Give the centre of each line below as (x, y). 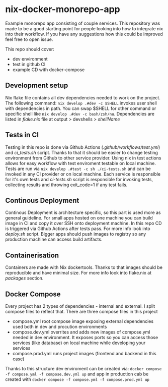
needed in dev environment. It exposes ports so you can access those (85, 337)
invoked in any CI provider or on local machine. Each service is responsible (83, 174)
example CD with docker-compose (49, 70)
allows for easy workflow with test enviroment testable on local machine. (81, 163)
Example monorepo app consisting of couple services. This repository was (83, 23)
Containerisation (32, 255)
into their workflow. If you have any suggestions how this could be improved (84, 34)
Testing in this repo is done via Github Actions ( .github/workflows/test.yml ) (83, 147)
